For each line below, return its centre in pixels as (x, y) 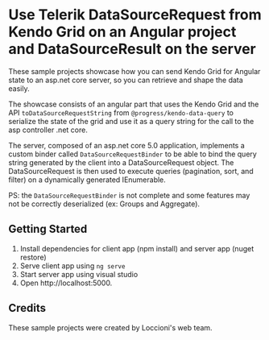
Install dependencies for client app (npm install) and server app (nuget (137, 248)
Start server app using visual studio (79, 274)
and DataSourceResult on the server (132, 49)
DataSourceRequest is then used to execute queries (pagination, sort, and (131, 171)
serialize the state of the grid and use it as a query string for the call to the (131, 121)
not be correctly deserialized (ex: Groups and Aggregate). (104, 204)
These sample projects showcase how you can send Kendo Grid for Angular (134, 71)
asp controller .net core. (48, 130)
